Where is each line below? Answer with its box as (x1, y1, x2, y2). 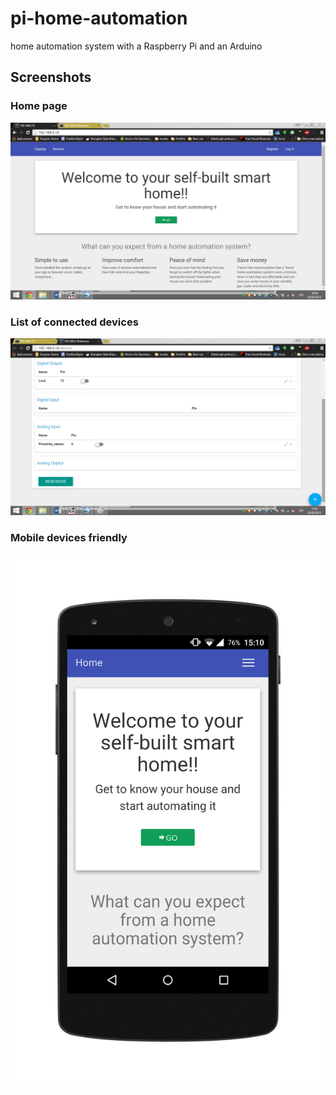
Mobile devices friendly (10, 530, 128, 544)
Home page (10, 99, 68, 113)
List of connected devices (10, 315, 139, 329)
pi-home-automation (10, 7, 188, 30)
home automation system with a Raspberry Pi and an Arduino (10, 40, 263, 52)
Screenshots (10, 69, 92, 86)
